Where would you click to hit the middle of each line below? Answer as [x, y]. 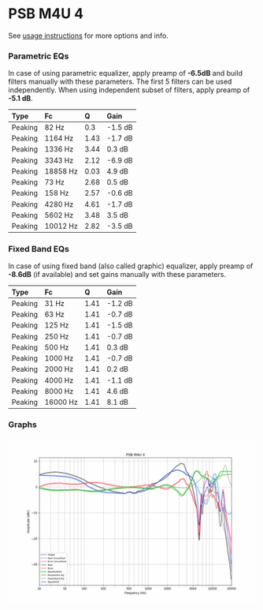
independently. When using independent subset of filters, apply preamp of [129, 90]
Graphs [22, 425]
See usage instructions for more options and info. [89, 36]
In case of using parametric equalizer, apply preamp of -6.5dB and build [125, 73]
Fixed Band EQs [39, 249]
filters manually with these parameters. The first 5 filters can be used [120, 82]
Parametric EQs [39, 56]
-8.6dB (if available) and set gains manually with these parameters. [117, 275]
